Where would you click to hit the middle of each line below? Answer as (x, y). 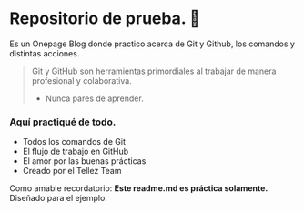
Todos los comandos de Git (74, 142)
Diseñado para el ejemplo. (58, 198)
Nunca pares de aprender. (94, 98)
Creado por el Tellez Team (72, 171)
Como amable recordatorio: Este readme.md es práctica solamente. (139, 188)
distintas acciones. (45, 53)
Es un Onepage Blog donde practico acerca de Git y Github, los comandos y (152, 44)
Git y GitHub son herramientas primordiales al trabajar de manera (154, 71)
